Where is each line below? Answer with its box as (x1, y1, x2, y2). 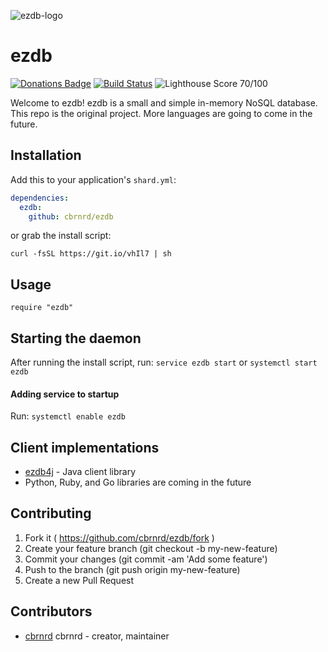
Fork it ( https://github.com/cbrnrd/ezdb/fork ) (24, 531, 215, 544)
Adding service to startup (10, 388, 120, 400)
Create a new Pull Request (24, 574, 135, 586)
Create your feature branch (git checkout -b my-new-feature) (24, 542, 278, 554)
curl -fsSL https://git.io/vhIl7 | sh (10, 249, 172, 259)
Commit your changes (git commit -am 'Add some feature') (24, 553, 268, 565)
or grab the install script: (10, 230, 112, 242)
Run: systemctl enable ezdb (10, 410, 126, 422)
